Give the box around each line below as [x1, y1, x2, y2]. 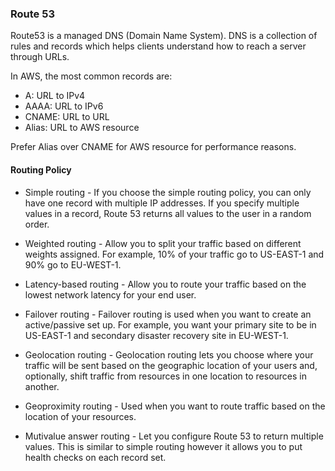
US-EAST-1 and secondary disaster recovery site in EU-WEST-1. [24, 329, 289, 341]
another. [24, 380, 60, 392]
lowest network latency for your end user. [24, 288, 197, 301]
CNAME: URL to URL [24, 111, 110, 123]
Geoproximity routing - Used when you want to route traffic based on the [24, 400, 326, 412]
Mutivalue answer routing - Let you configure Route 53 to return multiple [24, 430, 324, 442]
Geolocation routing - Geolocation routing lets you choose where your [24, 348, 314, 361]
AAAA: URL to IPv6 [24, 100, 104, 112]
